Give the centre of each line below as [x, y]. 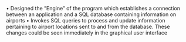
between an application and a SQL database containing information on [91, 14]
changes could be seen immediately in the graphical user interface [87, 33]
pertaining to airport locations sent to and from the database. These [88, 26]
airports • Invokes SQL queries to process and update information [86, 20]
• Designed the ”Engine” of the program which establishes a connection [93, 8]
